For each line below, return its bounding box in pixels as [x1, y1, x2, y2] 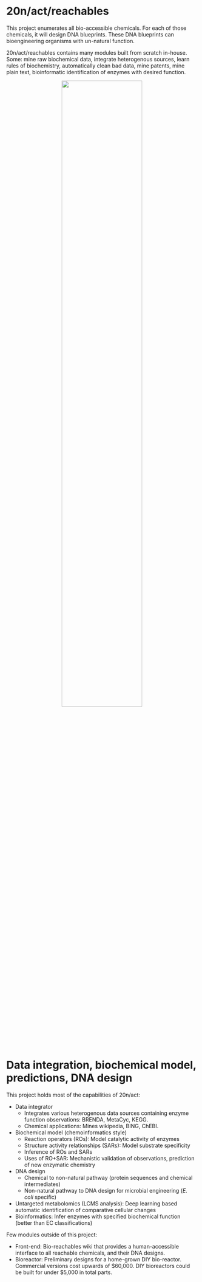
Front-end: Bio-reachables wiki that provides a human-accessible [15, 1242, 179, 1250]
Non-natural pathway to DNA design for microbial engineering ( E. [24, 1187, 188, 1194]
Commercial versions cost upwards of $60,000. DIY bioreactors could [15, 1262, 190, 1269]
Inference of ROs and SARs [24, 1148, 93, 1156]
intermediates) [24, 1180, 61, 1188]
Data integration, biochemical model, [6, 1058, 197, 1072]
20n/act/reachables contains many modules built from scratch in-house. [6, 49, 187, 56]
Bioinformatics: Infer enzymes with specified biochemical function [15, 1213, 181, 1220]
